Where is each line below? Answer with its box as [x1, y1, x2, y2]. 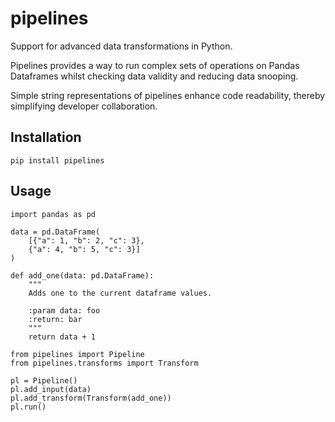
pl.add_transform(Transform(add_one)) [10, 393, 172, 403]
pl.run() [10, 402, 47, 412]
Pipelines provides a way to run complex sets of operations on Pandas [10, 59, 300, 71]
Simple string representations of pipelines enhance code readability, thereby [10, 89, 326, 101]
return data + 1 [28, 332, 97, 342]
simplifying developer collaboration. [10, 100, 158, 112]
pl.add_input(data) [10, 384, 92, 394]
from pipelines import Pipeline [10, 349, 145, 359]
